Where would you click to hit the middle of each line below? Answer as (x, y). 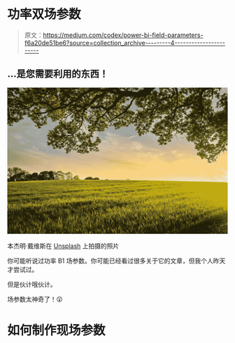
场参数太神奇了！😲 (35, 299)
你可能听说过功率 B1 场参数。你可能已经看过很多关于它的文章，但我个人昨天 (116, 261)
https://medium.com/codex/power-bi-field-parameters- (123, 35)
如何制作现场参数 (57, 330)
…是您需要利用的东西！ (58, 74)
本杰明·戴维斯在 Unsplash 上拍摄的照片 (63, 246)
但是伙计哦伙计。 (32, 284)
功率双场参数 (44, 14)
